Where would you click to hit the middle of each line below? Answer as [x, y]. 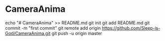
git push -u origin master [77, 33]
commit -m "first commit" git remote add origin [53, 28]
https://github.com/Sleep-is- [131, 28]
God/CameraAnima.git [28, 33]
